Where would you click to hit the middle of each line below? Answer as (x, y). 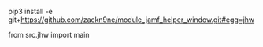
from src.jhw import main (49, 35)
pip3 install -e (31, 11)
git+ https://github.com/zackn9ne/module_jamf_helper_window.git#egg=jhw (131, 20)
